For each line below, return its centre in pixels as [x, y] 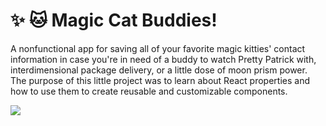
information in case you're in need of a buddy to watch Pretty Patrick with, [163, 59]
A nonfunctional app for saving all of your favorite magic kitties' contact [158, 48]
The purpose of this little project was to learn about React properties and [160, 80]
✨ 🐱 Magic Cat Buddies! [114, 20]
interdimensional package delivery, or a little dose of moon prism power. [159, 70]
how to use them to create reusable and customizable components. [149, 91]
